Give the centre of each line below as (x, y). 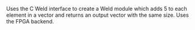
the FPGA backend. (30, 21)
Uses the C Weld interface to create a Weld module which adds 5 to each (97, 9)
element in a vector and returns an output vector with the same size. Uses (97, 15)
